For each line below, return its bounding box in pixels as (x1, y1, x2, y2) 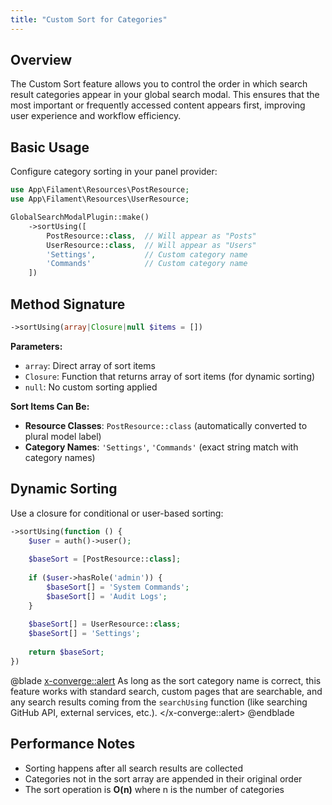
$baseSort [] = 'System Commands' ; (46, 582, 190, 592)
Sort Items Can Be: (10, 400, 90, 412)
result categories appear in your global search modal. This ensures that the (10, 89, 320, 101)
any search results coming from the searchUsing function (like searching (10, 696, 308, 708)
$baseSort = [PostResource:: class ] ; (28, 554, 182, 565)
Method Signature (10, 296, 126, 313)
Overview (10, 52, 73, 69)
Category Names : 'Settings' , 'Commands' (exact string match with (24, 441, 299, 453)
